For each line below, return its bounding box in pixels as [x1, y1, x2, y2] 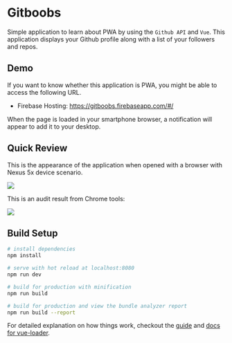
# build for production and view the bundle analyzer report [7, 302, 188, 309]
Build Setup [7, 227, 58, 239]
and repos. [7, 42, 38, 50]
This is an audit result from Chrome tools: [7, 194, 125, 203]
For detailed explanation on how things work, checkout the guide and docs [7, 322, 220, 330]
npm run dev [7, 271, 42, 278]
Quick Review [7, 142, 68, 154]
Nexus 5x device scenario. [7, 168, 83, 176]
